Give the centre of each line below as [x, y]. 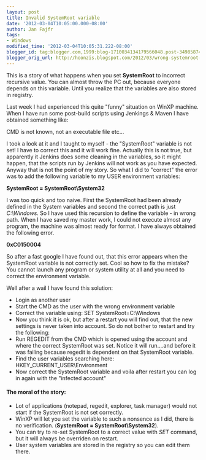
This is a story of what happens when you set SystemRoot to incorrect [96, 75]
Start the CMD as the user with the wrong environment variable [95, 306]
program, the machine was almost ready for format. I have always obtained [101, 226]
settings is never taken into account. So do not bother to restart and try [105, 326]
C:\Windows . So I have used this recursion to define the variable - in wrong [101, 213]
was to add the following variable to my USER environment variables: [93, 176]
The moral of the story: [36, 392]
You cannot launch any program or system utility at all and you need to [96, 269]
